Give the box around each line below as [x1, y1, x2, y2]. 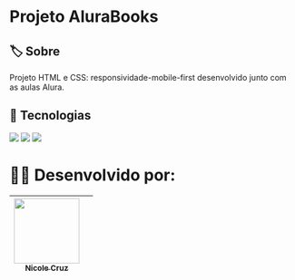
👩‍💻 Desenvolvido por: [9, 165, 176, 185]
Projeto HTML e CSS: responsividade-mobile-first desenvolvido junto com [9, 72, 288, 82]
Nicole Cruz [25, 263, 69, 273]
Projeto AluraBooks [9, 6, 159, 27]
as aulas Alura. [9, 82, 65, 92]
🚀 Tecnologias [9, 108, 92, 123]
